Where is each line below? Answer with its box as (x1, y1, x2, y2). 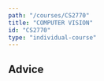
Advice (8, 62, 44, 75)
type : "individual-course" (8, 33, 97, 42)
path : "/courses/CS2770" (8, 11, 90, 20)
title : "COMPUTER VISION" (8, 19, 93, 27)
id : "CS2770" (8, 26, 51, 34)
